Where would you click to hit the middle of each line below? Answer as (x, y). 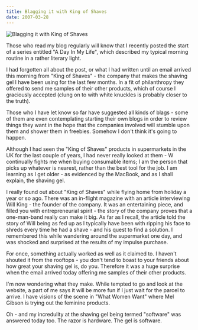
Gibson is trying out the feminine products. (58, 303)
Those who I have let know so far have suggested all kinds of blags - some (97, 112)
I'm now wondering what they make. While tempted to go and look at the (95, 284)
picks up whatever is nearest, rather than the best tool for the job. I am (92, 168)
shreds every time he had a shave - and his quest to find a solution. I (90, 229)
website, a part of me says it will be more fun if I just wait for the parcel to (95, 290)
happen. (16, 137)
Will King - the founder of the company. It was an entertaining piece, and (95, 204)
